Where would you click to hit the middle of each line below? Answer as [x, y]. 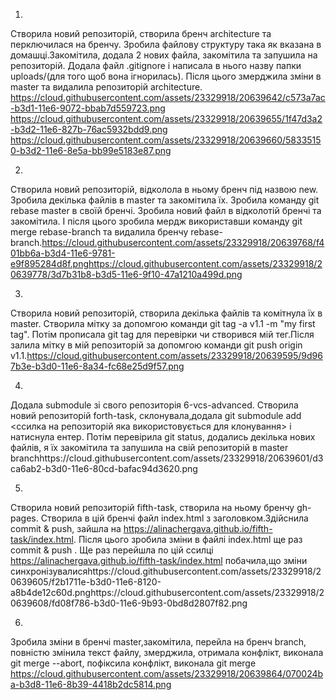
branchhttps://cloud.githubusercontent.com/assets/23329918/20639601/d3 [167, 458]
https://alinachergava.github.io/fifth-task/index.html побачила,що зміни [159, 560]
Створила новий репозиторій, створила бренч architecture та [141, 33]
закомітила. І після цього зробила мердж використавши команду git [156, 221]
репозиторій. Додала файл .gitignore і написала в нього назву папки [156, 65]
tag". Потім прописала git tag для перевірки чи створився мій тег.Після [162, 334]
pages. [24, 518]
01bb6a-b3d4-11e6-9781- [63, 253]
